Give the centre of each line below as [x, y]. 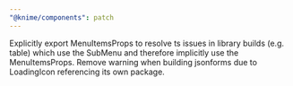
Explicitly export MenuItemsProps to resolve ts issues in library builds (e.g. [147, 43]
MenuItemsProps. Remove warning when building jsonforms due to [134, 62]
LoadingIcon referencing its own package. [87, 72]
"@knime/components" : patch [62, 17]
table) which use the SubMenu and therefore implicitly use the [124, 52]
